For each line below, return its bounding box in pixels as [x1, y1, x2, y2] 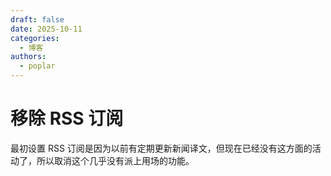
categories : [10, 33, 60, 43]
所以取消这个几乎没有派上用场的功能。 [36, 154, 195, 166]
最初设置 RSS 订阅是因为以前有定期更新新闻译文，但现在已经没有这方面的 [10, 142, 313, 154]
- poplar [19, 61, 56, 71]
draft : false [10, 14, 65, 25]
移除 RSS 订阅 [10, 107, 124, 130]
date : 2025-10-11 [10, 24, 83, 34]
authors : [10, 52, 47, 62]
